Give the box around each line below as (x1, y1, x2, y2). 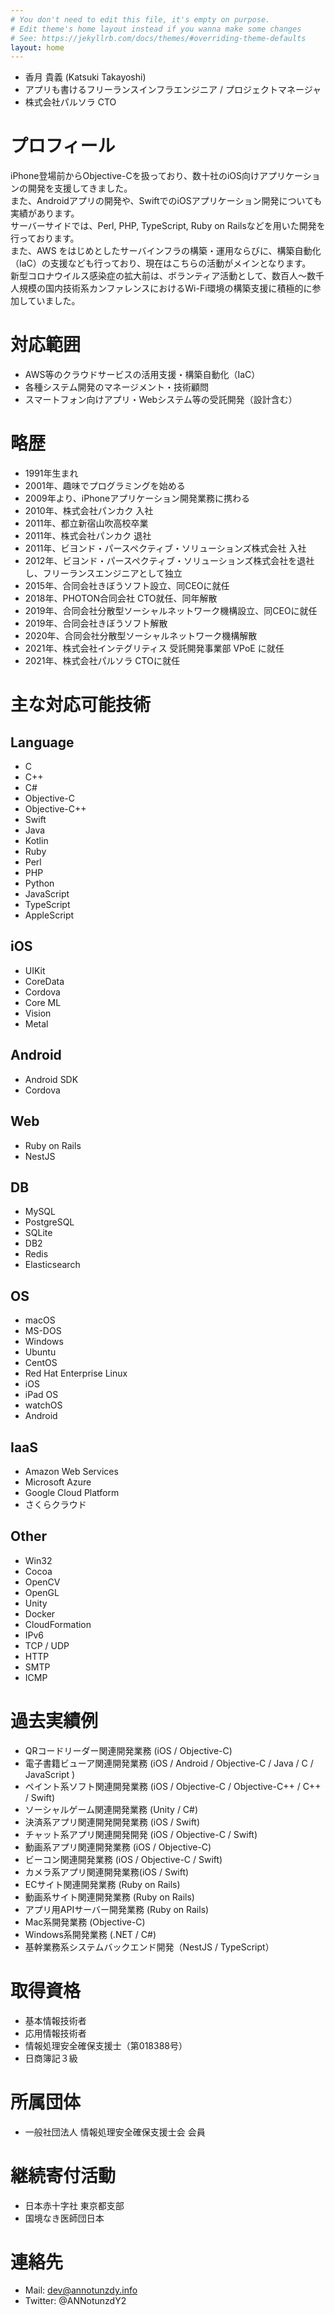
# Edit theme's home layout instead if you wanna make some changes (10, 24, 302, 34)
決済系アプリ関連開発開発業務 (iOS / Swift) (24, 1816, 201, 1828)
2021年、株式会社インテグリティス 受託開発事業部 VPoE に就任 (24, 642, 285, 655)
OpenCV (24, 1576, 61, 1588)
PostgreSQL (24, 1216, 75, 1228)
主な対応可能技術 (10, 694, 152, 716)
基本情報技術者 (24, 2014, 87, 2026)
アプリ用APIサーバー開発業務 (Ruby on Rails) (24, 1903, 210, 1915)
